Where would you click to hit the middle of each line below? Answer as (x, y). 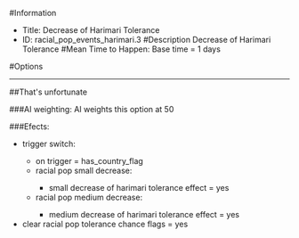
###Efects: (29, 127)
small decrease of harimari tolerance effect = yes (139, 188)
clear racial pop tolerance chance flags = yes (105, 224)
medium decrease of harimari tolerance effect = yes (144, 214)
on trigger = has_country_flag (89, 161)
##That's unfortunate (48, 92)
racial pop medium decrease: (89, 197)
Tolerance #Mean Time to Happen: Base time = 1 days (121, 49)
